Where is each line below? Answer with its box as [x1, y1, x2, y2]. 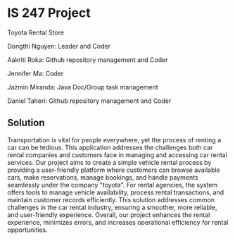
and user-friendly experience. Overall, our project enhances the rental [7, 210, 210, 219]
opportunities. [7, 225, 48, 234]
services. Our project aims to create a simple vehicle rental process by [7, 158, 212, 166]
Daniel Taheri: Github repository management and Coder [7, 97, 172, 105]
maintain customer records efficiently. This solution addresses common [7, 195, 215, 204]
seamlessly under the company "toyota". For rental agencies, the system [7, 180, 218, 189]
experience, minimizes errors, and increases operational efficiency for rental [7, 218, 229, 226]
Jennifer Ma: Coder [7, 69, 64, 78]
